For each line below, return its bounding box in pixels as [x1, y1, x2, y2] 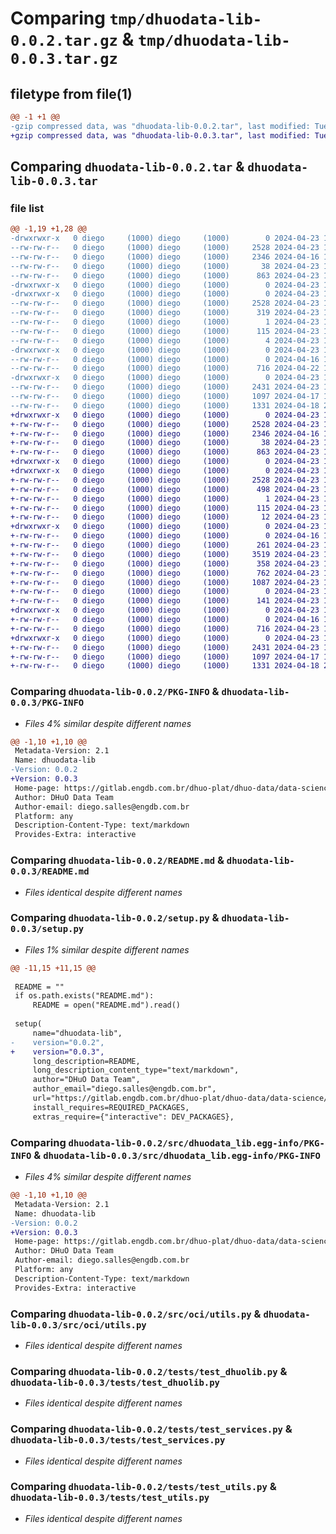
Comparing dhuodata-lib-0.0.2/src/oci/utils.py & [10, 1307, 262, 1321]
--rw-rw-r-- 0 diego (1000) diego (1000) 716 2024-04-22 [10, 363, 320, 374]
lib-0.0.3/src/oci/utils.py [10, 1319, 147, 1331]
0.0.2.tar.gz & [10, 28, 135, 51]
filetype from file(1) [10, 85, 133, 102]
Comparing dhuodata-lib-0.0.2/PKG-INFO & [10, 685, 220, 699]
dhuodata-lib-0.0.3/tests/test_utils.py [10, 1492, 210, 1504]
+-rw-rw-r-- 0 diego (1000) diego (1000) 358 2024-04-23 [10, 558, 320, 569]
